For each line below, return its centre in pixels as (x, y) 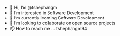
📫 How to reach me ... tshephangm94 (48, 28)
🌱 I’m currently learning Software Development (57, 18)
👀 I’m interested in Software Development (52, 13)
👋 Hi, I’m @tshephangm (33, 8)
